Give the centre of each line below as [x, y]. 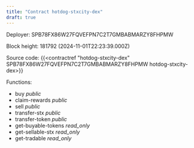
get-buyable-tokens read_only [52, 125]
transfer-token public [41, 119]
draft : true [21, 17]
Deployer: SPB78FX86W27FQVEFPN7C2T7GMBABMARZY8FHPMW [90, 34]
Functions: [19, 82]
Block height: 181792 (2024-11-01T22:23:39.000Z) [68, 46]
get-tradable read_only [43, 138]
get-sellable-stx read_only [47, 132]
